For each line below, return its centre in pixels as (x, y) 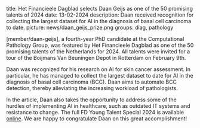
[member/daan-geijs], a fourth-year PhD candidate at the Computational (95, 39)
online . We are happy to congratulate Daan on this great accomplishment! (97, 119)
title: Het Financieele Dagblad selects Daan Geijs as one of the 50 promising (99, 9)
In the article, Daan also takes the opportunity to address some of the (92, 100)
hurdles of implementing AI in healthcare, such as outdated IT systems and (98, 106)
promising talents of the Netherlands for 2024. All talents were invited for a (98, 52)
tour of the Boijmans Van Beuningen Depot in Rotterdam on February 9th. (96, 58)
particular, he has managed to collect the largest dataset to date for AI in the (100, 76)
